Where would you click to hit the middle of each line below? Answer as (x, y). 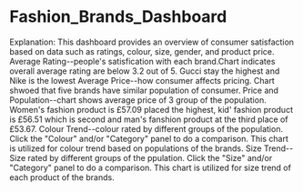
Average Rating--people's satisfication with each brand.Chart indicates (142, 61)
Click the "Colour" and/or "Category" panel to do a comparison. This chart (149, 138)
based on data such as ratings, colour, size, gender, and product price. (142, 51)
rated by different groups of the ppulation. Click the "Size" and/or (150, 157)
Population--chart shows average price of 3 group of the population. (138, 100)
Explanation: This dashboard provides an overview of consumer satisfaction (151, 42)
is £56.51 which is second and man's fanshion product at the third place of (149, 119)
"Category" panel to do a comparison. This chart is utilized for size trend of (150, 167)
